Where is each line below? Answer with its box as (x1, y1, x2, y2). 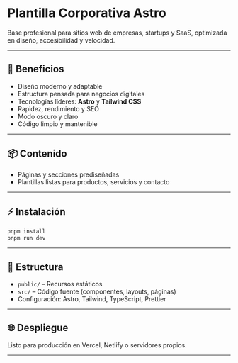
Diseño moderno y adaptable (17, 82, 103, 90)
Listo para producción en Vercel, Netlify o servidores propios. (7, 340, 187, 349)
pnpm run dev (7, 235, 46, 242)
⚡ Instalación (7, 206, 66, 218)
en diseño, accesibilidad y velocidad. (7, 35, 115, 44)
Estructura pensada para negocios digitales (17, 89, 145, 98)
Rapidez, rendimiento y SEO (17, 104, 99, 113)
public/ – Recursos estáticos (17, 279, 103, 288)
